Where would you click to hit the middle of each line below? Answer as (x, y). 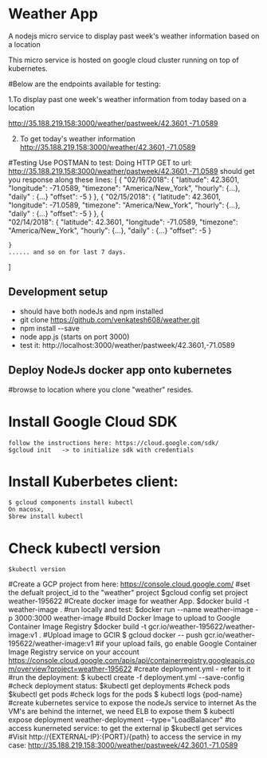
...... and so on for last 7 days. (67, 252)
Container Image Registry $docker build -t (78, 626)
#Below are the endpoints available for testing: (84, 84)
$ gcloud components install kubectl (71, 503)
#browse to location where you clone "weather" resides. (101, 389)
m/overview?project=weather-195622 (70, 669)
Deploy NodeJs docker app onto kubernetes (120, 371)
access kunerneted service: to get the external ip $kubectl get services (126, 728)
